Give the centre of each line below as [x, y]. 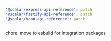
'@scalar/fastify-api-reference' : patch [49, 14]
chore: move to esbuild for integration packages [55, 33]
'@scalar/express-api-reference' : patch [49, 10]
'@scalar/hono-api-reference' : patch [45, 19]
